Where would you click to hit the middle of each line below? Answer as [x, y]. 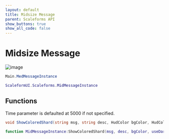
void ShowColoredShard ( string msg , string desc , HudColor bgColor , [77, 122]
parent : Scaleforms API [30, 19]
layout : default [22, 10]
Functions [21, 101]
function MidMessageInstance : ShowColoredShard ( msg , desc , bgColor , [77, 131]
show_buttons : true [26, 24]
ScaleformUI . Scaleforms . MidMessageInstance [52, 85]
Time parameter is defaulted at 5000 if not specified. [60, 113]
